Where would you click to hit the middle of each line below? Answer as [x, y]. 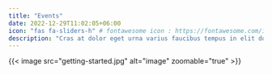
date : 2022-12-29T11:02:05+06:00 [65, 23]
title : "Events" [36, 16]
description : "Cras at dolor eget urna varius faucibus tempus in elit [132, 38]
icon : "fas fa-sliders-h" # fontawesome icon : [90, 31]
